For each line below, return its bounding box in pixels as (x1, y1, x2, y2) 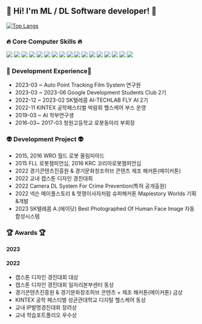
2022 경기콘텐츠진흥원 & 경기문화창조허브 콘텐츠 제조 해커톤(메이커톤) (15, 167, 181, 174)
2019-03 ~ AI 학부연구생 (15, 111, 74, 119)
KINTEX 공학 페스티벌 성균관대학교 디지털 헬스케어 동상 (15, 296, 146, 303)
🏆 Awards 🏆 (6, 228, 47, 237)
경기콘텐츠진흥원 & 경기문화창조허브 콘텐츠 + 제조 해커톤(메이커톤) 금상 (15, 289, 183, 296)
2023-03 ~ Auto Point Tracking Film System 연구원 (15, 81, 141, 88)
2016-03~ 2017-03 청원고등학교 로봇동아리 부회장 (15, 119, 135, 127)
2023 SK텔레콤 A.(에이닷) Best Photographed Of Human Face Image (15, 205, 184, 212)
